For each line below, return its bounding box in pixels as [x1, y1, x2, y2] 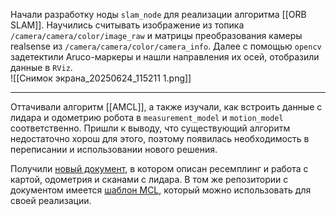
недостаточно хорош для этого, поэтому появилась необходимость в [10, 133, 310, 144]
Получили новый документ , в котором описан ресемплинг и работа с [10, 163, 309, 174]
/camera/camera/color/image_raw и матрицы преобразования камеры [10, 30, 303, 41]
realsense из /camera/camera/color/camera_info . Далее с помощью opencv [10, 40, 322, 52]
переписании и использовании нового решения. [10, 144, 218, 155]
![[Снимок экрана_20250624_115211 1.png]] [10, 72, 192, 84]
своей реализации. [10, 195, 92, 206]
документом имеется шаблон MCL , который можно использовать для [10, 184, 312, 196]
